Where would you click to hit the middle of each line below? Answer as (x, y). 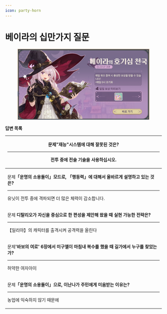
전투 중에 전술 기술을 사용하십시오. (83, 160)
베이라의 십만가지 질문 (47, 37)
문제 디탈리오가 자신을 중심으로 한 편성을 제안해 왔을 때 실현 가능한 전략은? (79, 215)
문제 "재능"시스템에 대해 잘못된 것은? (83, 145)
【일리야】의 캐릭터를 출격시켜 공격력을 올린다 (52, 230)
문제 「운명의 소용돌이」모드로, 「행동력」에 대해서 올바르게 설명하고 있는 (78, 176)
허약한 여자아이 (22, 268)
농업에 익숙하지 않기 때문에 (33, 300)
